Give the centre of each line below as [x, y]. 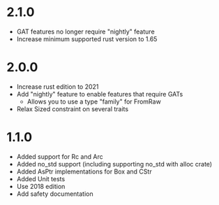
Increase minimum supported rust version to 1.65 [87, 38]
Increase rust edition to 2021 [58, 86]
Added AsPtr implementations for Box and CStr [84, 171]
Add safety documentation [55, 194]
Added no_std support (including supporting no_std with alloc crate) [114, 164]
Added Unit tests [41, 178]
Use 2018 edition [41, 186]
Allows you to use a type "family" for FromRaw [94, 101]
